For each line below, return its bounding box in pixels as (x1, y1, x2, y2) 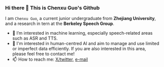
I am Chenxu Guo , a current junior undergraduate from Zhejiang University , (5, 16, 156, 22)
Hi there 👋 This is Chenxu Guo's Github (5, 4, 100, 11)
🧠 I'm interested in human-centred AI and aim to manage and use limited (12, 41, 159, 46)
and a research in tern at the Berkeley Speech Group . (5, 21, 114, 26)
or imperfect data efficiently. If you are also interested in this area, (12, 46, 146, 52)
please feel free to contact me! (12, 51, 75, 57)
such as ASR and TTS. (12, 35, 58, 41)
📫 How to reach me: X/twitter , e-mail (12, 56, 88, 63)
